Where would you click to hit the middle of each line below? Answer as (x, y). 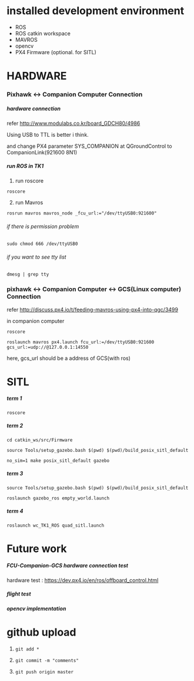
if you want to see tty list (36, 257)
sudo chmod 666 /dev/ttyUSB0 (42, 244)
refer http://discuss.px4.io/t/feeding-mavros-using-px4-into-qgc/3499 (93, 309)
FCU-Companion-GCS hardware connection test (68, 565)
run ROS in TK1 (25, 166)
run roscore (29, 180)
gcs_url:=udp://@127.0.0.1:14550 (48, 347)
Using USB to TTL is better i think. (48, 135)
